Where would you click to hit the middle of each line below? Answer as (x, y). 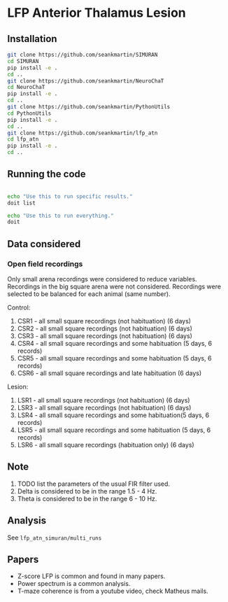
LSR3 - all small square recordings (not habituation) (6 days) (104, 408)
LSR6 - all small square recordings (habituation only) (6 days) (106, 445)
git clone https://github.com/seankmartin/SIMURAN (83, 55)
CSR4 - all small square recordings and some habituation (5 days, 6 (114, 343)
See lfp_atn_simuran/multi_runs (55, 538)
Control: (19, 307)
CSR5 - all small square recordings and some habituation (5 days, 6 (114, 358)
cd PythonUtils (29, 113)
